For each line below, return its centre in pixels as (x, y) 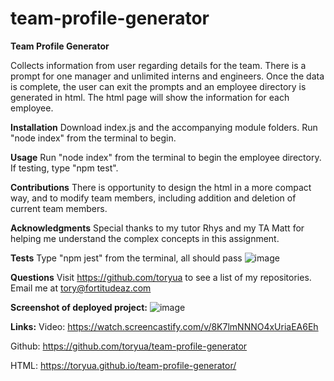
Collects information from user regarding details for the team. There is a (158, 65)
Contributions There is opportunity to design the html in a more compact (161, 187)
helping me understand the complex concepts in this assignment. (145, 238)
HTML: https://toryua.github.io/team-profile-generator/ (123, 365)
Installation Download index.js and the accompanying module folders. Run (164, 127)
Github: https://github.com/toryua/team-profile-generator (129, 346)
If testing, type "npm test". (64, 168)
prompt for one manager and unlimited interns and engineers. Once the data (167, 76)
